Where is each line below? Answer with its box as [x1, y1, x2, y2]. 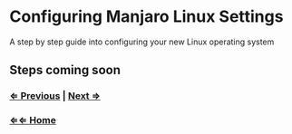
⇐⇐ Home [9, 114, 57, 127]
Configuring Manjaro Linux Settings [9, 6, 284, 27]
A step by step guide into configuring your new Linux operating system [9, 36, 275, 47]
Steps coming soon [9, 62, 121, 78]
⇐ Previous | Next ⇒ [9, 90, 102, 102]
